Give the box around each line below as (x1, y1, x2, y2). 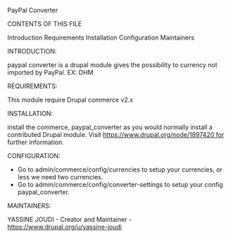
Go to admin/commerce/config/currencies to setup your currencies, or (17, 165, 223, 174)
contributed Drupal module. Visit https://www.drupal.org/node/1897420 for (7, 131, 225, 138)
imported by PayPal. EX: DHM (7, 69, 94, 76)
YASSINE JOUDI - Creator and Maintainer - (7, 215, 132, 223)
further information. (7, 138, 65, 146)
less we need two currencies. (17, 173, 104, 181)
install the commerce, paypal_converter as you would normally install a (7, 123, 213, 131)
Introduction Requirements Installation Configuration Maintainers (7, 33, 195, 42)
